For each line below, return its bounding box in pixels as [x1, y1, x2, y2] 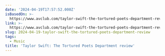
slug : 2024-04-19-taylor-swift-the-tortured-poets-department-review [5, 30, 151, 35]
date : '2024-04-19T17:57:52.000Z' [5, 7, 76, 12]
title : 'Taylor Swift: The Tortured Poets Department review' [5, 43, 135, 48]
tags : [5, 35, 16, 39]
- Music [9, 39, 26, 44]
